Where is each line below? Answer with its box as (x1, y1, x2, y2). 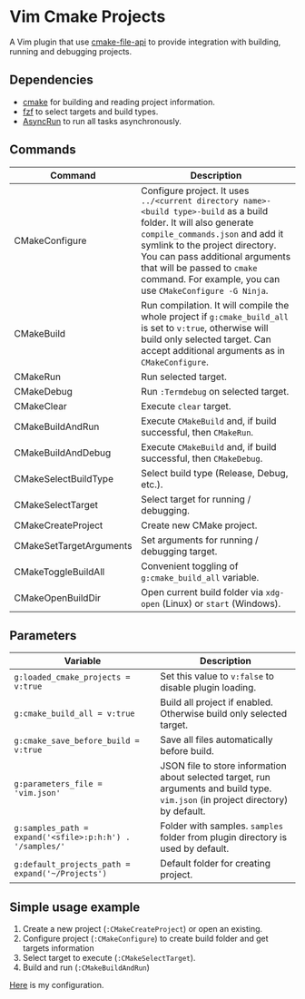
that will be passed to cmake (140, 261, 258, 274)
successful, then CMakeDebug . (140, 452, 263, 465)
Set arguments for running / (140, 534, 259, 546)
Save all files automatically (160, 733, 274, 746)
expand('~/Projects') (14, 868, 107, 879)
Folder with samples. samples (160, 819, 284, 832)
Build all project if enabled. (160, 696, 274, 709)
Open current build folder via (140, 585, 264, 598)
